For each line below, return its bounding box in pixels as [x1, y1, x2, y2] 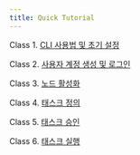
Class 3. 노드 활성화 [9, 78, 80, 89]
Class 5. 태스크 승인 [9, 116, 80, 127]
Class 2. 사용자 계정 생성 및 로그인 [9, 58, 131, 69]
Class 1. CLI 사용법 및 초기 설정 [9, 39, 120, 50]
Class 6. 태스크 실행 [9, 135, 80, 146]
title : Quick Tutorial [9, 13, 95, 23]
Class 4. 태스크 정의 [9, 97, 81, 108]
